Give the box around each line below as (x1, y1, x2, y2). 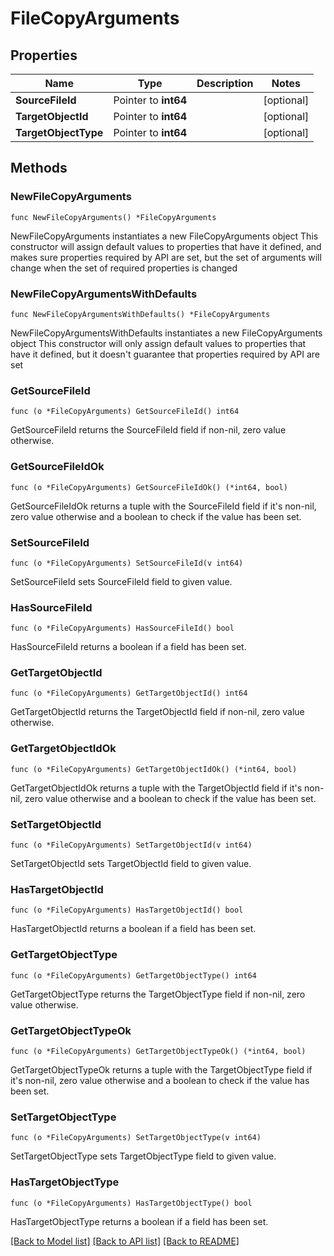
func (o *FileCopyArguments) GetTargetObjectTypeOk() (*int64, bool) (10, 1046, 307, 1056)
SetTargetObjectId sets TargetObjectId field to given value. (10, 858, 252, 870)
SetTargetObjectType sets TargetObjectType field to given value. (10, 1150, 277, 1162)
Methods (10, 160, 68, 177)
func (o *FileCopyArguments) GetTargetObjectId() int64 (10, 688, 248, 699)
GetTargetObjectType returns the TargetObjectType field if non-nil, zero (10, 988, 306, 1000)
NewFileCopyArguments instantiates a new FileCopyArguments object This (10, 230, 319, 242)
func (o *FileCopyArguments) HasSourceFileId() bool (10, 623, 235, 634)
